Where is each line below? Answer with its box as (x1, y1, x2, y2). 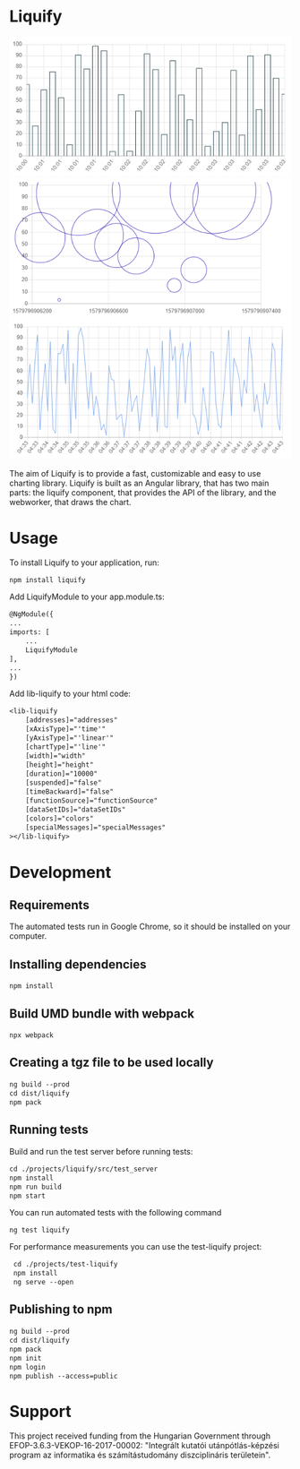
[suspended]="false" (25, 778, 102, 787)
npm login (9, 1362, 47, 1371)
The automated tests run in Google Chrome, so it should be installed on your (9, 921, 291, 932)
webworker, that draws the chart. (9, 496, 132, 507)
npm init (9, 1353, 42, 1362)
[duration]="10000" (25, 769, 99, 778)
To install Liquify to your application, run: (9, 557, 159, 568)
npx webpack (9, 1031, 54, 1040)
